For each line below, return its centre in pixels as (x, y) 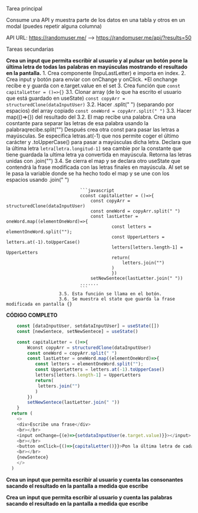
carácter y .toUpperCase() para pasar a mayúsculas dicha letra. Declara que (99, 142)
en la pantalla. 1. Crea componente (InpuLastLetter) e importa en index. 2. (96, 73)
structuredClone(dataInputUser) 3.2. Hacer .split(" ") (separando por (90, 104)
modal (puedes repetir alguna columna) (54, 26)
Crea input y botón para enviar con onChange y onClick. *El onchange (92, 79)
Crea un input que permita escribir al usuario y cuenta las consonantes (95, 479)
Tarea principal (24, 9)
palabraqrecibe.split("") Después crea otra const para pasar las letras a (93, 130)
